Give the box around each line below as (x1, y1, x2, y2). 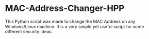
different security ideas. (5, 29, 53, 34)
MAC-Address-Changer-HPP (5, 3, 125, 14)
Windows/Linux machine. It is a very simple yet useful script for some (5, 23, 144, 29)
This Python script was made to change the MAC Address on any (5, 19, 136, 24)
